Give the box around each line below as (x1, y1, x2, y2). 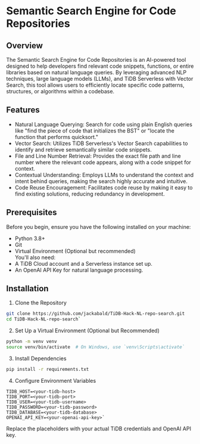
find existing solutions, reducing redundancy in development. (14, 190, 165, 197)
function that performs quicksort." (14, 133, 98, 140)
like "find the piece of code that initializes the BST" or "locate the (14, 127, 174, 134)
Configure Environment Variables (14, 377, 96, 384)
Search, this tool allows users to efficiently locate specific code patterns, (6, 81, 185, 89)
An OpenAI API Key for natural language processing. (14, 266, 143, 273)
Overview (6, 40, 43, 51)
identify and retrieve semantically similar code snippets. (14, 146, 152, 153)
